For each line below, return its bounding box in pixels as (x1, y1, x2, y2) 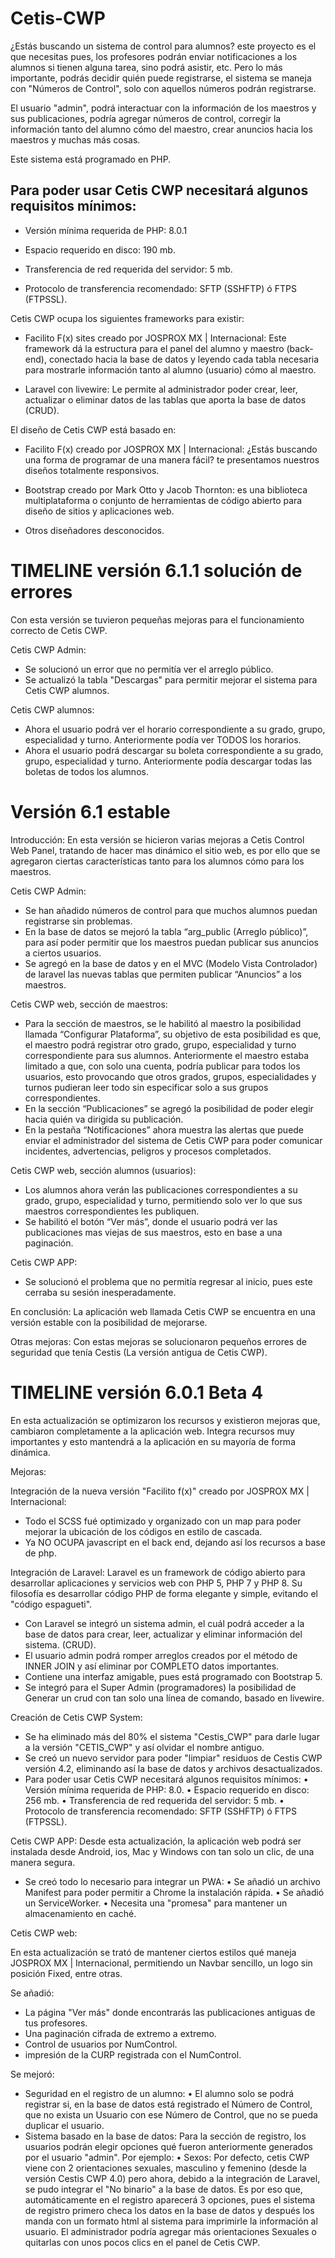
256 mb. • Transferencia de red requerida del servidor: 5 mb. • (24, 1794, 285, 1806)
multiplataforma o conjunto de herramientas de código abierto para (24, 494, 303, 506)
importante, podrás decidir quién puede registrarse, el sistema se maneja (10, 72, 312, 84)
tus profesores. (24, 2017, 88, 2029)
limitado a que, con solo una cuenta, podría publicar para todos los (24, 1060, 301, 1072)
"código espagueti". (10, 1598, 93, 1610)
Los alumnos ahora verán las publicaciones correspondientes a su (24, 1183, 298, 1196)
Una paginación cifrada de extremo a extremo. (24, 2027, 217, 2039)
